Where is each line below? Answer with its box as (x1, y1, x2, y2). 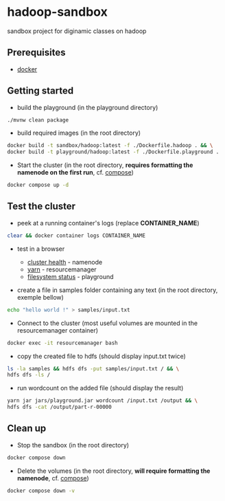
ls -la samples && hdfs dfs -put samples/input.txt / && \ (7, 365, 180, 372)
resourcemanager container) (16, 326, 98, 334)
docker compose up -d (7, 181, 69, 189)
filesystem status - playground (27, 272, 114, 280)
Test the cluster (7, 201, 76, 212)
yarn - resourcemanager (27, 265, 97, 274)
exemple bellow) (16, 293, 64, 301)
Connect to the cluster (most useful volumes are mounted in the (16, 319, 198, 327)
